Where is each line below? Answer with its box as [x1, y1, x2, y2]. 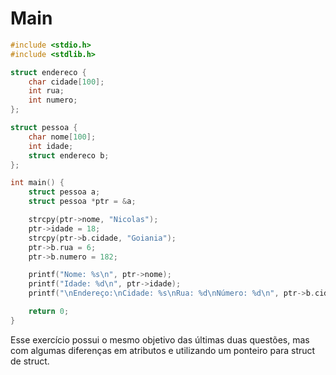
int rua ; [28, 86, 65, 96]
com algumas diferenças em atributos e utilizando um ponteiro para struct [10, 344, 316, 356]
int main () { [10, 178, 65, 188]
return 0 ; [28, 307, 70, 317]
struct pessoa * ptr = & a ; [28, 197, 137, 207]
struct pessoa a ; [28, 187, 101, 197]
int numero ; [28, 95, 78, 106]
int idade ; [28, 141, 74, 151]
